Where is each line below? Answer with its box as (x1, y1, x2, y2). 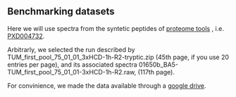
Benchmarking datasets (7, 6, 115, 18)
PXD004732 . (7, 32, 45, 40)
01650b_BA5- (138, 60, 178, 69)
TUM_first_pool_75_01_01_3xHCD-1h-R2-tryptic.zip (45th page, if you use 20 (7, 53, 230, 61)
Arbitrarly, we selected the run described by (7, 45, 135, 53)
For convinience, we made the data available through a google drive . (7, 81, 206, 90)
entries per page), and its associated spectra (7, 60, 137, 69)
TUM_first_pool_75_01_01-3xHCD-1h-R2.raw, (7, 67, 137, 76)
